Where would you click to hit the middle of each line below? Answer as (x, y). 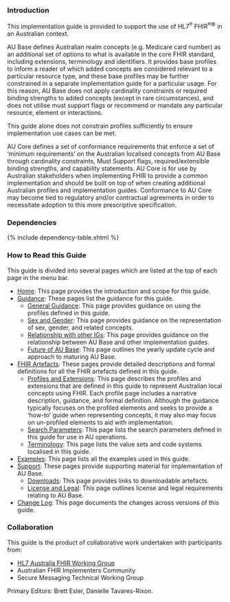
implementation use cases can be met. (62, 133)
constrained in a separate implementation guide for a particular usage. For (112, 83)
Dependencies (32, 222)
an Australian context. (38, 34)
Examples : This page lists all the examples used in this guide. (103, 459)
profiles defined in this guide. (69, 313)
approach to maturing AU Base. (72, 356)
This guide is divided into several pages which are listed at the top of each (112, 270)
